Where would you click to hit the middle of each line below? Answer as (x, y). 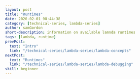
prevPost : (15, 42)
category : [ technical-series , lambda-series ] (52, 23)
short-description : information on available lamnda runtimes (70, 32)
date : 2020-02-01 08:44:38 (33, 19)
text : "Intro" (24, 46)
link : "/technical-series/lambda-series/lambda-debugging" (71, 64)
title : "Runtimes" (24, 14)
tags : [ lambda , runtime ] (31, 37)
